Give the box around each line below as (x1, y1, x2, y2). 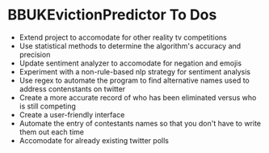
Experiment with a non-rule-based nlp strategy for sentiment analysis (19, 66, 251, 76)
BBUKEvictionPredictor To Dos (7, 6, 217, 24)
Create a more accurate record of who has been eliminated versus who (19, 92, 257, 102)
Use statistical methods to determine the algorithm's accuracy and (19, 40, 242, 50)
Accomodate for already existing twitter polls (19, 135, 169, 145)
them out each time (19, 127, 84, 137)
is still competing (19, 101, 76, 111)
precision (19, 49, 51, 59)
